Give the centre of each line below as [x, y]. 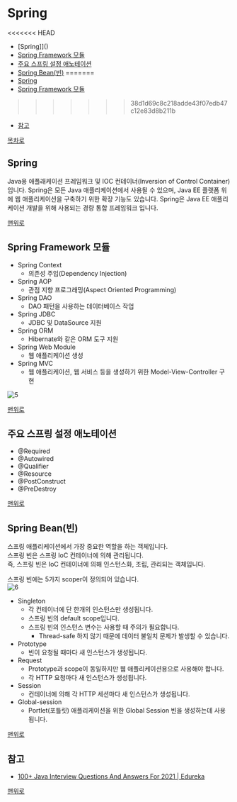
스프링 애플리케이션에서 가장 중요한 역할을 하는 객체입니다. [88, 547]
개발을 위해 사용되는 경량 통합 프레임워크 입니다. [92, 208]
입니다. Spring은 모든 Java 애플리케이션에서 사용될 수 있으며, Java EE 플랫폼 [114, 190]
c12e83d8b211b [153, 111]
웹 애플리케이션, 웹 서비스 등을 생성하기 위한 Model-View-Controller [123, 372]
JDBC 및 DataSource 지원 [65, 322]
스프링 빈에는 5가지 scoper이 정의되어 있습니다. [73, 579]
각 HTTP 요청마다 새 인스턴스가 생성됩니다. [87, 678]
